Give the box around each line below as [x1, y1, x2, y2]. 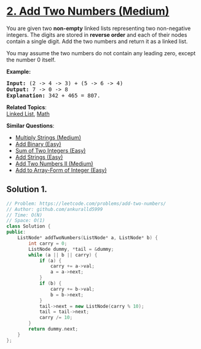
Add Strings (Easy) [15, 153, 63, 161]
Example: [6, 67, 31, 75]
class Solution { [6, 223, 51, 229]
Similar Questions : [6, 121, 55, 129]
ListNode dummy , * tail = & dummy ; [28, 246, 114, 252]
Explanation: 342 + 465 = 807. [6, 92, 101, 99]
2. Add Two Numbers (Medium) [6, 4, 170, 18]
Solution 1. [6, 184, 47, 194]
